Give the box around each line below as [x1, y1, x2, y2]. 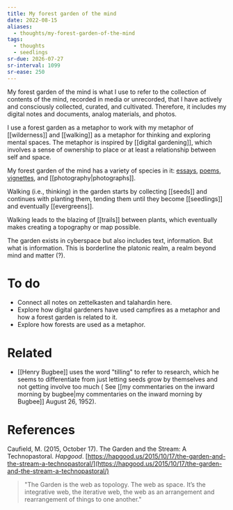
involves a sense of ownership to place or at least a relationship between [7, 145, 216, 154]
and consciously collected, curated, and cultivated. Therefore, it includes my [7, 102, 227, 111]
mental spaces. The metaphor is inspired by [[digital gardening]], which [7, 138, 212, 146]
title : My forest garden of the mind [7, 10, 117, 17]
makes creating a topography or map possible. [7, 223, 141, 231]
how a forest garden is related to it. [17, 313, 118, 321]
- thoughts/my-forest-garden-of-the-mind [13, 29, 136, 37]
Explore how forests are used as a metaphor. [17, 321, 146, 329]
